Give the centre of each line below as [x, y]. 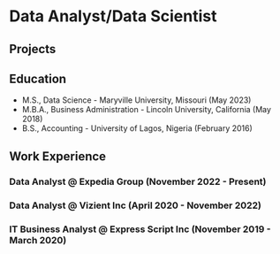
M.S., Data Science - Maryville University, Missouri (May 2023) [136, 100]
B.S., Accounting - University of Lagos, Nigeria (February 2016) [137, 128]
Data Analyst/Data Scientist [113, 16]
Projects [33, 49]
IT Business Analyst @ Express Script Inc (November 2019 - [140, 229]
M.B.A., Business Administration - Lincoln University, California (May [147, 110]
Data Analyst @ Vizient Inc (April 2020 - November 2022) [136, 205]
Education [38, 78]
